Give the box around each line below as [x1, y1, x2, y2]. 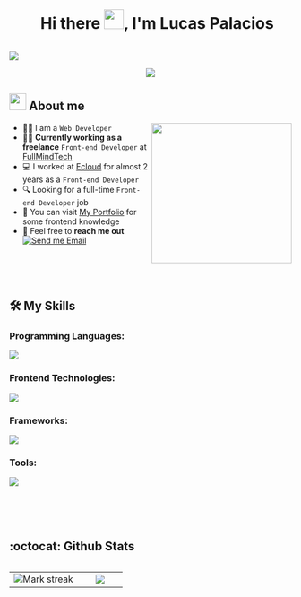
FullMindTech [21, 151, 73, 161]
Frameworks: [9, 414, 69, 427]
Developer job [39, 196, 90, 207]
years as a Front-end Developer [21, 174, 140, 185]
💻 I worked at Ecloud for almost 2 [21, 160, 149, 171]
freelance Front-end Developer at [21, 141, 147, 152]
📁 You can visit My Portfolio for [21, 206, 137, 217]
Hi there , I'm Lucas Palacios [39, 13, 275, 34]
